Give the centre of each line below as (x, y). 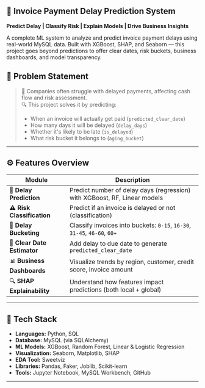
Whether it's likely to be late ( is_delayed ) (82, 131)
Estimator (24, 251)
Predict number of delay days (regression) (130, 190)
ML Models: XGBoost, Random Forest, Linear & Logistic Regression (100, 347)
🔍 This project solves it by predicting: (69, 104)
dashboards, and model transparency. (54, 57)
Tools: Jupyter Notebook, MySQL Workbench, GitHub (83, 373)
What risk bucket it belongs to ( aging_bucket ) (87, 138)
